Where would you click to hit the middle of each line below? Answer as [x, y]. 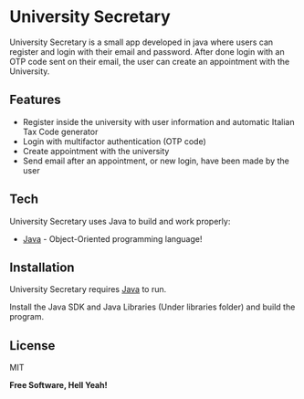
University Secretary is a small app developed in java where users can [142, 42]
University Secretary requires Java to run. [88, 289]
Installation [42, 267]
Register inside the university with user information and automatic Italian [158, 121]
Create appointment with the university [96, 151]
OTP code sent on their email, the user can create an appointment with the [150, 61]
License [32, 346]
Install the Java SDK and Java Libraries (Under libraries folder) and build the [152, 307]
